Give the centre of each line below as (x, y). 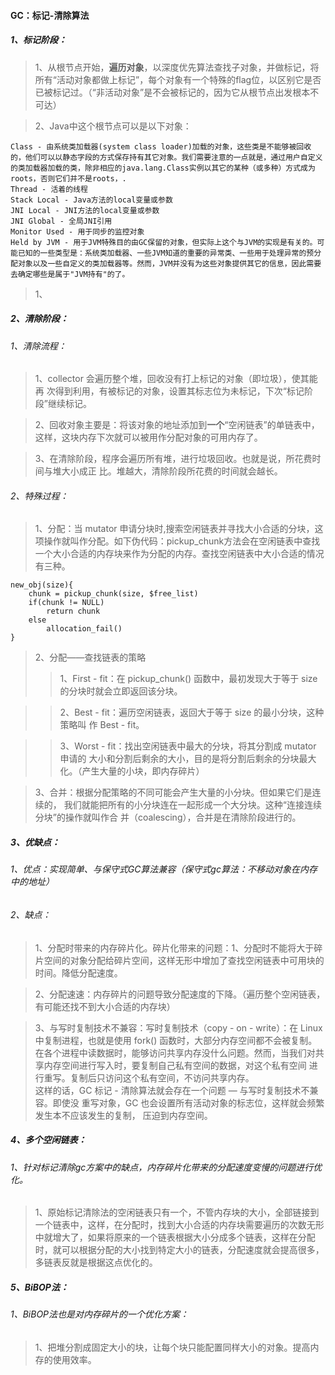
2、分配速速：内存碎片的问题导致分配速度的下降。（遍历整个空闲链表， (180, 994)
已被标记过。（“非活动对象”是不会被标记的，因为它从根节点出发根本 (172, 92)
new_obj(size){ (42, 585)
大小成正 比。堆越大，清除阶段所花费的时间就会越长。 (172, 471)
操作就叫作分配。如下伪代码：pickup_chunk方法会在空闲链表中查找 (182, 541)
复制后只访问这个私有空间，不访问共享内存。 (162, 1077)
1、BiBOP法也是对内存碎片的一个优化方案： (100, 1314)
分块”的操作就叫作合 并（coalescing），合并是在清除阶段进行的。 (168, 817)
